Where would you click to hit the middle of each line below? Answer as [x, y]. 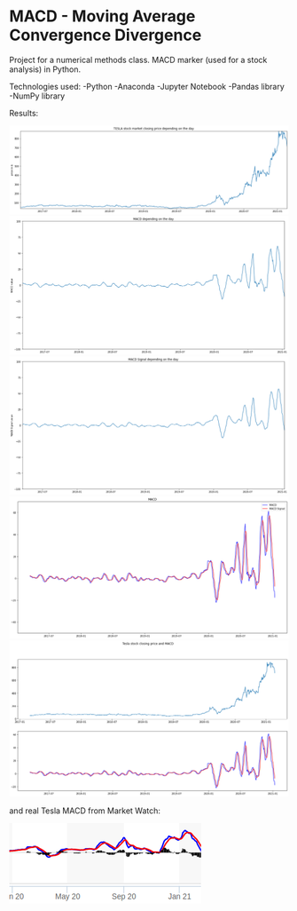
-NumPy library [37, 96]
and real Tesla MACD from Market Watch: [85, 811]
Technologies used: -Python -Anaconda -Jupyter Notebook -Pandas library [147, 86]
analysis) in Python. [45, 69]
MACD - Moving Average [102, 16]
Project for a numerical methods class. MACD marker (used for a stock [138, 59]
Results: [24, 113]
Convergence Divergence [106, 35]
